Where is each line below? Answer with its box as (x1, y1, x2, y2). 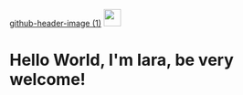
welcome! (9, 69, 87, 90)
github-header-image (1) (9, 18, 102, 28)
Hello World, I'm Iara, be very (9, 50, 235, 70)
